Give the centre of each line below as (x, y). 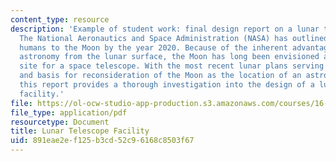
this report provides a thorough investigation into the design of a (167, 85)
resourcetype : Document (60, 122)
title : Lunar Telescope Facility (80, 131)
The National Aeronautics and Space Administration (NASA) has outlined (174, 38)
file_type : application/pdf (69, 112)
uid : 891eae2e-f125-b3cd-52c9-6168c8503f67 (102, 141)
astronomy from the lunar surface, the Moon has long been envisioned (169, 57)
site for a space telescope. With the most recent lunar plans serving (172, 66)
